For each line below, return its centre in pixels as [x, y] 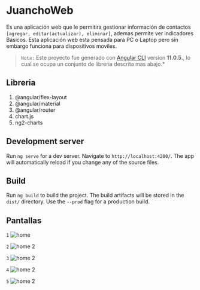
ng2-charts [29, 123]
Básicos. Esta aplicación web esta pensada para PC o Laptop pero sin [92, 39]
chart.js [24, 116]
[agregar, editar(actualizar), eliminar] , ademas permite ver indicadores [100, 33]
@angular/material [38, 103]
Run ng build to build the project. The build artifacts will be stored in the [95, 196]
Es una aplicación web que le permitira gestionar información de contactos [99, 27]
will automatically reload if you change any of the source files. [83, 162]
